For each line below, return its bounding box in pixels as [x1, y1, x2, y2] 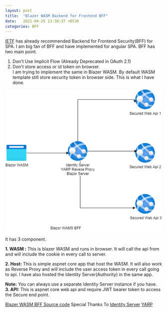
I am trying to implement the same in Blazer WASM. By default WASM [12, 69, 156, 75]
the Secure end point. [5, 292, 50, 298]
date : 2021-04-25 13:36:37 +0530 [5, 18, 79, 23]
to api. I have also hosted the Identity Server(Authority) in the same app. [5, 272, 154, 278]
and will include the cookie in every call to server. [5, 251, 107, 257]
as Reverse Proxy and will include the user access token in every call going [5, 266, 160, 272]
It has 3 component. [5, 236, 46, 242]
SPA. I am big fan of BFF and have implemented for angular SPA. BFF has [5, 43, 156, 49]
